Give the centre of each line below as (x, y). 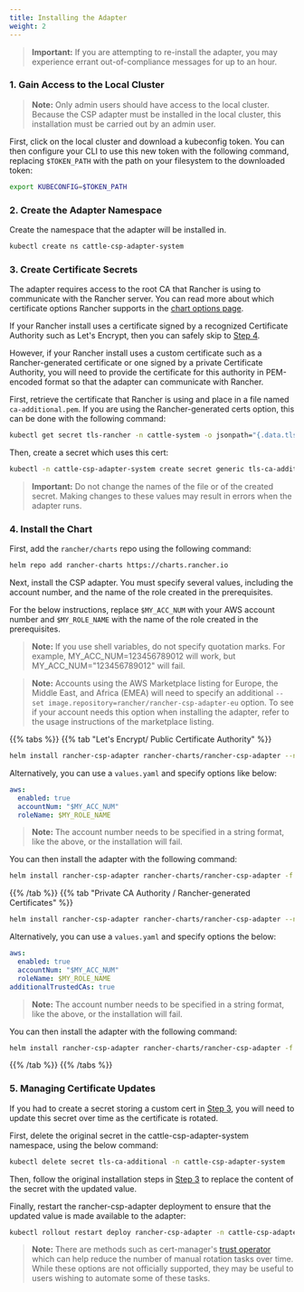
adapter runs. (57, 505)
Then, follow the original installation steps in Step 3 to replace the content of (152, 1179)
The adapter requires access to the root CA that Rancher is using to (135, 290)
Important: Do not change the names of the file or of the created (152, 486)
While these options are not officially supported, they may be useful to (162, 1268)
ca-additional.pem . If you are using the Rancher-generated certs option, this (152, 409)
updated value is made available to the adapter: (98, 1216)
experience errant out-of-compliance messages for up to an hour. (154, 62)
